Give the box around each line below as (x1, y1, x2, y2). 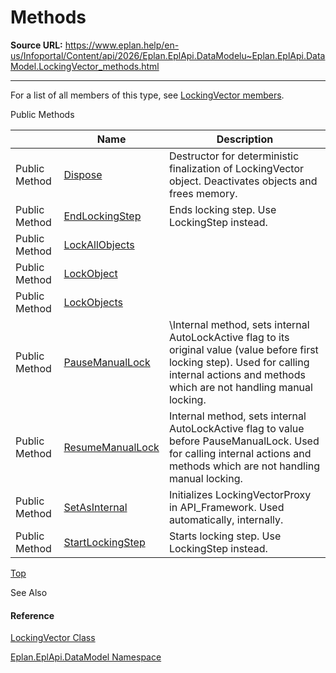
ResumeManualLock (63, 440, 160, 454)
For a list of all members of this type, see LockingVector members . (10, 89, 285, 101)
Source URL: (10, 39, 63, 51)
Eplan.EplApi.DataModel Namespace (10, 651, 162, 663)
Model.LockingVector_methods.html (10, 60, 160, 72)
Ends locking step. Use (168, 202, 277, 216)
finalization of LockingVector (168, 161, 305, 175)
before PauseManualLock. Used (168, 434, 320, 448)
